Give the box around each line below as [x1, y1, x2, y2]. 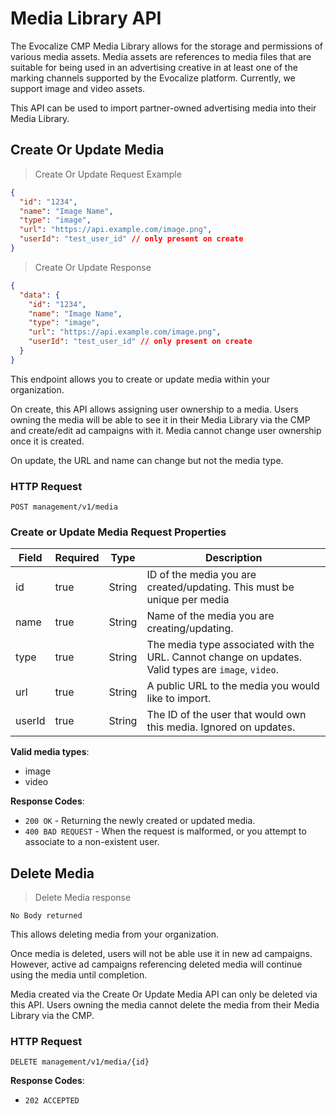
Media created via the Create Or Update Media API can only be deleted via [10, 988, 318, 1001]
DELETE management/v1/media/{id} [10, 1057, 150, 1067]
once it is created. [10, 435, 85, 447]
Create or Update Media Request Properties [10, 525, 227, 539]
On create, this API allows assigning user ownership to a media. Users [10, 403, 299, 415]
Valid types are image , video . [146, 663, 279, 677]
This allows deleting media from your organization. [10, 928, 219, 941]
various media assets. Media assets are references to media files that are [10, 50, 312, 62]
